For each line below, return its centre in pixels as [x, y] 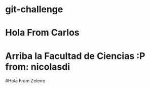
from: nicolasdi [37, 67]
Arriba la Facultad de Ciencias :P [75, 56]
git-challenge [34, 9]
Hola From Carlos [42, 33]
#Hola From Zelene [25, 81]
